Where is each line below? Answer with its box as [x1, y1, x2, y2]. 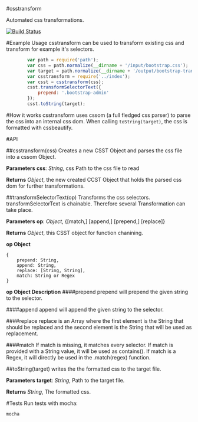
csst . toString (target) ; [27, 101, 85, 107]
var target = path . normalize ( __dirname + [27, 68, 131, 74]
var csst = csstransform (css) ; [27, 79, 104, 85]
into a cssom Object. [6, 153, 57, 160]
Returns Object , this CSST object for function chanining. [6, 229, 143, 236]
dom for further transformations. [6, 182, 85, 189]
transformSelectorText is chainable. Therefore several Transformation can [6, 200, 186, 207]
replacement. [6, 330, 38, 337]
